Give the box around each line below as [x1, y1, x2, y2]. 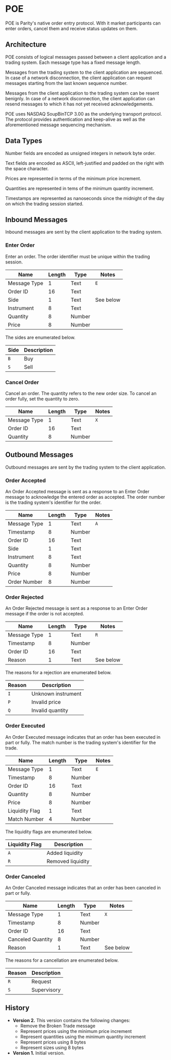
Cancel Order [5, 379, 39, 386]
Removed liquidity [46, 857, 90, 865]
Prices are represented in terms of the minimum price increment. [5, 175, 141, 182]
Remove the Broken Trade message [20, 1023, 95, 1029]
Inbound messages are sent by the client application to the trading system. [5, 229, 162, 235]
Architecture [5, 40, 47, 49]
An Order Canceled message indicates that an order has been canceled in [5, 885, 161, 891]
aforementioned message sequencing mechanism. [5, 121, 112, 128]
